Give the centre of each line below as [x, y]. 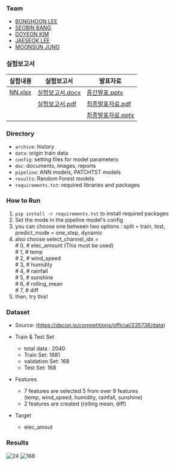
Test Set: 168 [40, 368]
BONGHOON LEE [36, 22]
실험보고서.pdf [57, 103]
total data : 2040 [45, 349]
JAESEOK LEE [32, 41]
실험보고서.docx [59, 93]
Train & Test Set [35, 337]
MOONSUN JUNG [37, 47]
